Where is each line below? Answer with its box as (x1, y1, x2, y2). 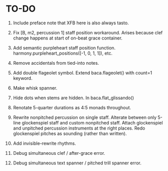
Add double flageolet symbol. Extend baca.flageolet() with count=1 (13, 69, 152, 76)
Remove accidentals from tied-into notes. (13, 60, 99, 66)
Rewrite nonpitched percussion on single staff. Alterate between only (13, 114, 157, 120)
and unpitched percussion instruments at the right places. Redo (13, 125, 145, 131)
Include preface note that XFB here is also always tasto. (13, 20, 129, 26)
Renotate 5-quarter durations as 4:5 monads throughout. (13, 104, 132, 110)
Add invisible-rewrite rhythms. (13, 140, 76, 146)
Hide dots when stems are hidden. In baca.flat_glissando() (13, 95, 134, 101)
